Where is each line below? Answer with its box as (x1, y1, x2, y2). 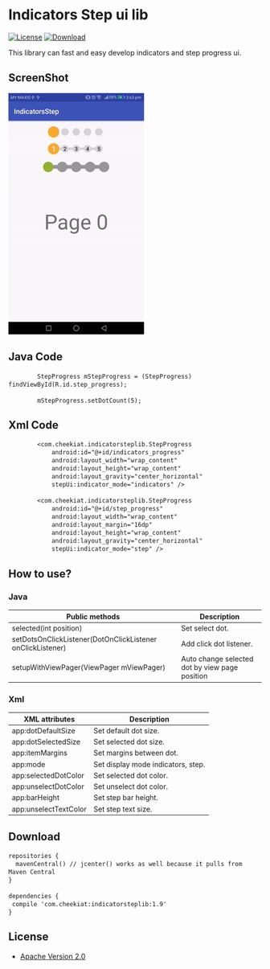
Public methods (66, 611, 121, 621)
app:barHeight (11, 793, 60, 803)
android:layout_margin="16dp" (51, 521, 153, 529)
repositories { (8, 852, 59, 860)
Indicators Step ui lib (8, 6, 149, 24)
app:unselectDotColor (11, 782, 84, 791)
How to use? (8, 567, 72, 581)
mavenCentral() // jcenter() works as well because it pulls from (15, 860, 243, 868)
